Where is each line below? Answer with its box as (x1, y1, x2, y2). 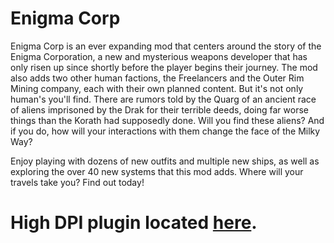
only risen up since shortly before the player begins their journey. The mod (10, 61, 318, 73)
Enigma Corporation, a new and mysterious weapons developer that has (10, 50, 308, 62)
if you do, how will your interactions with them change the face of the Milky (10, 125, 321, 137)
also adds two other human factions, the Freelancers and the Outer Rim (10, 72, 305, 84)
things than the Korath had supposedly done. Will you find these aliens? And (10, 114, 325, 126)
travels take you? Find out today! (10, 176, 145, 188)
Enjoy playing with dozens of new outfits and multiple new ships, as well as (10, 155, 320, 167)
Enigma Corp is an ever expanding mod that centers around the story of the (10, 40, 322, 52)
